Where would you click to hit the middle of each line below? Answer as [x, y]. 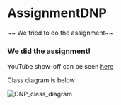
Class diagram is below [41, 80]
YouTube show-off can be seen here [60, 67]
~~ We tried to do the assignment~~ [60, 33]
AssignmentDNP [57, 13]
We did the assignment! [49, 51]
